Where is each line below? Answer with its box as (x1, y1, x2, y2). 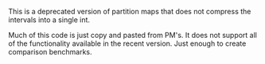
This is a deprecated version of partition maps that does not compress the (8, 7, 251, 16)
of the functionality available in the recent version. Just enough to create (8, 39, 247, 48)
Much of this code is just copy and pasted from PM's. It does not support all (8, 31, 257, 40)
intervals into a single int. (8, 15, 90, 24)
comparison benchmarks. (8, 47, 93, 56)
